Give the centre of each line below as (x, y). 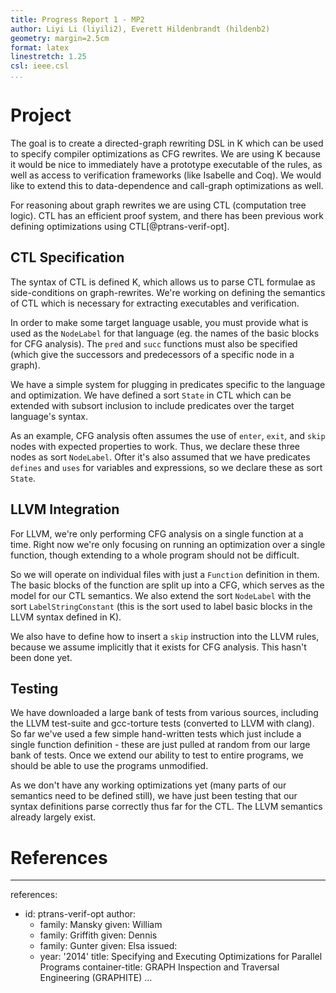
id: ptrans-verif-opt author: (80, 914)
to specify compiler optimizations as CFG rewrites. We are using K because (165, 153)
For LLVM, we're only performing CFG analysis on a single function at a (157, 533)
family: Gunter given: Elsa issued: (108, 946)
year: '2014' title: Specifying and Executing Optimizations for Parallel (181, 957)
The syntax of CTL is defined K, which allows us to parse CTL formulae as (163, 282)
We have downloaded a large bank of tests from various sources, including (164, 713)
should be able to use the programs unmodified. (109, 766)
